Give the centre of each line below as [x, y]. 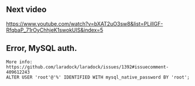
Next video [26, 10]
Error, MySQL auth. [42, 48]
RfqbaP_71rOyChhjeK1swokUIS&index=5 [55, 30]
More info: [19, 62]
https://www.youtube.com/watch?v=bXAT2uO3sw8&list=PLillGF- [85, 23]
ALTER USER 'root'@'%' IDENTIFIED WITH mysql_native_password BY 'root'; [98, 77]
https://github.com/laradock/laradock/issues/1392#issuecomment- [87, 67]
